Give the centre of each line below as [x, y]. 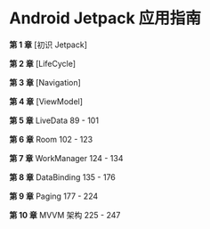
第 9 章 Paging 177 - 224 [54, 196]
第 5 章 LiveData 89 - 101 [54, 120]
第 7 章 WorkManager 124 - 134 [66, 158]
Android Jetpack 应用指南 [105, 18]
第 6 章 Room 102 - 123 [51, 139]
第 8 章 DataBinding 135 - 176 [62, 177]
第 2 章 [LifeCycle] [43, 63]
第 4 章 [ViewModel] [46, 101]
